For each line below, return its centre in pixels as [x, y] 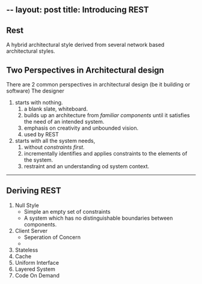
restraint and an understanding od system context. [87, 166]
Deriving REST [34, 191]
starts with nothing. [39, 103]
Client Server [31, 231]
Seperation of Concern [52, 237]
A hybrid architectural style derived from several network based [85, 45]
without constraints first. [54, 147]
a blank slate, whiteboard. [56, 109]
